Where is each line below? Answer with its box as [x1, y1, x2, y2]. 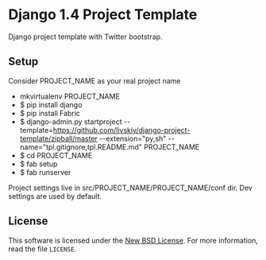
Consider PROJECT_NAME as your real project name [8, 76, 181, 85]
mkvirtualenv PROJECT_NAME [19, 91, 121, 101]
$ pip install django [19, 99, 83, 109]
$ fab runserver [19, 167, 71, 177]
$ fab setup [19, 159, 58, 169]
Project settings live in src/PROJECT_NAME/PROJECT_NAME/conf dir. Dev [8, 183, 253, 192]
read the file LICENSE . [8, 244, 77, 254]
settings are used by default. [8, 191, 102, 200]
